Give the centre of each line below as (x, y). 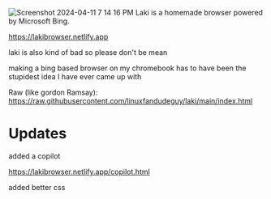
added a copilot (34, 156)
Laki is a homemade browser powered (199, 13)
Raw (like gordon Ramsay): (53, 92)
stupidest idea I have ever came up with (75, 76)
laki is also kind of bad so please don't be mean (88, 52)
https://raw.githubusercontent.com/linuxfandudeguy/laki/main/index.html (131, 101)
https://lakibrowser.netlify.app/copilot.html (79, 171)
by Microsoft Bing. (39, 21)
